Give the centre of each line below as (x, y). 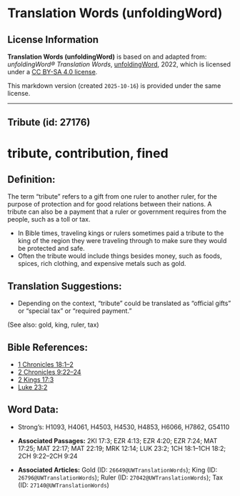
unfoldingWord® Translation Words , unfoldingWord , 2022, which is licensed (119, 64)
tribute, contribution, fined (88, 153)
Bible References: (47, 347)
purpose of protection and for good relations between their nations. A (110, 204)
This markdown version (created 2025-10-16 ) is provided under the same (114, 86)
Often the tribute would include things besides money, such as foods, (120, 256)
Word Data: (33, 410)
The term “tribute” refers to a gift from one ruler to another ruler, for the (112, 197)
